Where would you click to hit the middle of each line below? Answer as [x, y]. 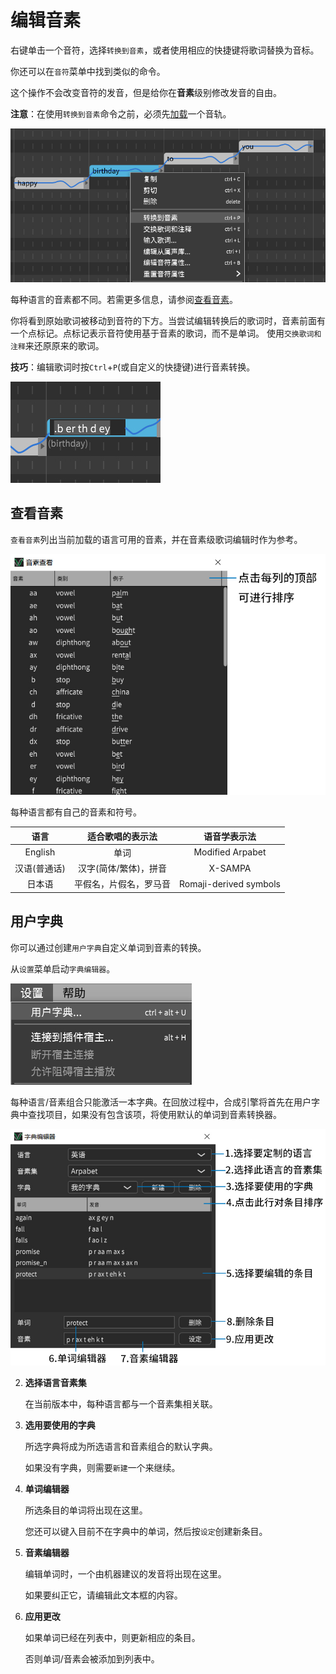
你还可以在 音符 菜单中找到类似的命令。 [88, 71]
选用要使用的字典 [60, 1425]
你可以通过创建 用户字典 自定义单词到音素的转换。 [108, 947]
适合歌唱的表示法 [122, 836]
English [40, 852]
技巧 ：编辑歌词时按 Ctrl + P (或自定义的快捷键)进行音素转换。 [133, 367]
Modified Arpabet [230, 852]
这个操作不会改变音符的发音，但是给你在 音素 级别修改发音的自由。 [146, 92]
